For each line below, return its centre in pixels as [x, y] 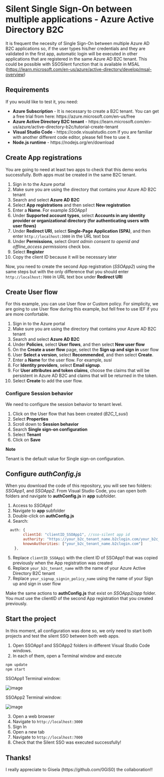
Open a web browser [34, 716]
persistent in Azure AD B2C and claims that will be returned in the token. [85, 376]
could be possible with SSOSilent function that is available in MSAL [73, 64]
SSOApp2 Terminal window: [34, 697]
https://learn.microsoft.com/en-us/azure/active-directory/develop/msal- [80, 69]
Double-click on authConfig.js [43, 516]
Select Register [28, 252]
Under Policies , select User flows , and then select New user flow [79, 344]
